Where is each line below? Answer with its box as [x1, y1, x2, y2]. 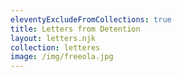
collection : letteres [10, 42, 101, 53]
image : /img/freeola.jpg [10, 52, 114, 62]
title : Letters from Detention [10, 24, 141, 34]
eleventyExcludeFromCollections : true [10, 14, 172, 25]
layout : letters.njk [10, 33, 97, 43]
